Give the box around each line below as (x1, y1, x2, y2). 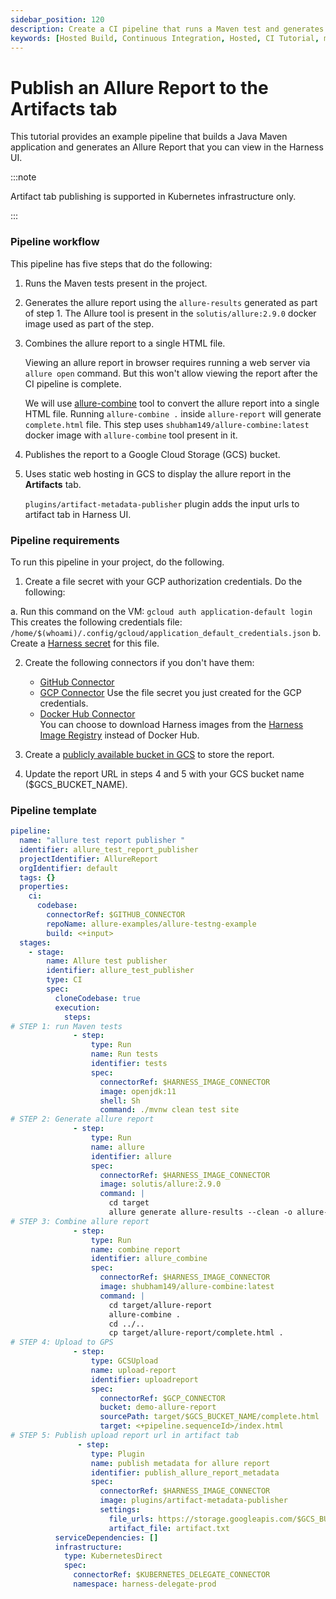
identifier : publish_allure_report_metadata (90, 1467, 280, 1478)
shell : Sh (99, 1096, 141, 1106)
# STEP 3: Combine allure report (10, 1216, 150, 1226)
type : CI (46, 975, 83, 985)
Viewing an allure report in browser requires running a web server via (24, 356, 311, 368)
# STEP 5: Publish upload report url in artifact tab (10, 1431, 240, 1441)
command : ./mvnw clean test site (99, 1105, 240, 1115)
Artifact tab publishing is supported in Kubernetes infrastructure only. (10, 191, 297, 203)
